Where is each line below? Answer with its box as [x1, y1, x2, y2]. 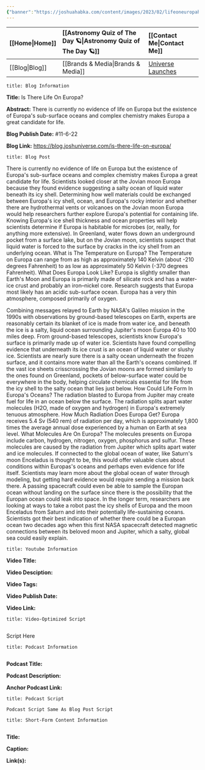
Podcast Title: [6, 660, 43, 667]
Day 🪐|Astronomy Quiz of [62, 36, 140, 45]
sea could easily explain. [6, 534, 68, 542]
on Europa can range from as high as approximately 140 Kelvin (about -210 [6, 255, 194, 263]
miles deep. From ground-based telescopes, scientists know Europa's [6, 332, 182, 340]
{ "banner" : [6, 9, 34, 15]
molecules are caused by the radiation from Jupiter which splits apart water [6, 443, 196, 450]
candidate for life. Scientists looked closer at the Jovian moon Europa [6, 178, 181, 185]
